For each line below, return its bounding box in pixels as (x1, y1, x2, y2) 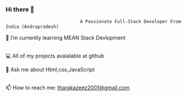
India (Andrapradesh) (5, 24, 59, 30)
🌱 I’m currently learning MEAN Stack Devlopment (5, 34, 126, 41)
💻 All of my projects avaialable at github (5, 53, 104, 60)
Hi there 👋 (5, 5, 35, 14)
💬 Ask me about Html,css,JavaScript (5, 66, 95, 73)
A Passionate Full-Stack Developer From (80, 19, 182, 25)
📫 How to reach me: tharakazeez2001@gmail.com (5, 84, 130, 91)
